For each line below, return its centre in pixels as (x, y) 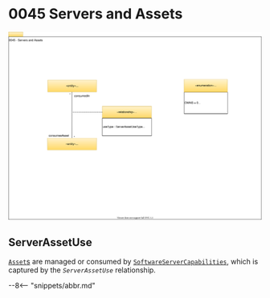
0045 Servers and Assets (96, 14)
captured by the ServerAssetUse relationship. (82, 270)
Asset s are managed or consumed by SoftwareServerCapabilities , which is (133, 262)
